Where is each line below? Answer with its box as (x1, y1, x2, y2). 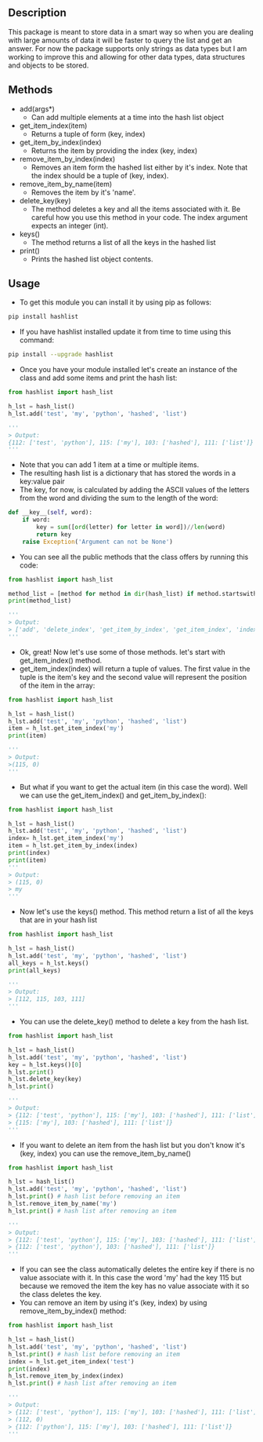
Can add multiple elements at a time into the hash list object (31, 112, 225, 122)
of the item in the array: (19, 681, 95, 690)
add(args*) (19, 104, 55, 113)
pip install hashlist (8, 313, 79, 321)
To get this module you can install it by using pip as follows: (19, 298, 212, 307)
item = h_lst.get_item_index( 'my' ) (8, 725, 124, 732)
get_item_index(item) (19, 121, 88, 130)
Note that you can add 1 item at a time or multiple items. (19, 460, 200, 469)
